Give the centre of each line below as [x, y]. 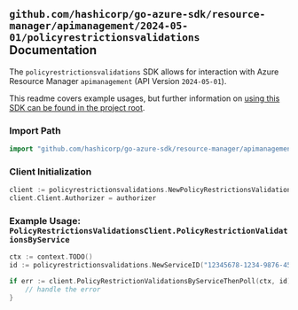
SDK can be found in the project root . [77, 107]
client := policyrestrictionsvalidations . [89, 190]
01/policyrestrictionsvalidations [105, 38]
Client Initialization [51, 171]
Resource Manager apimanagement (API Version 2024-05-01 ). [118, 81]
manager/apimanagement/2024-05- [99, 26]
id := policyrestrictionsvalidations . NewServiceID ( [106, 266]
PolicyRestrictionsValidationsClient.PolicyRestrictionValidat [149, 231]
